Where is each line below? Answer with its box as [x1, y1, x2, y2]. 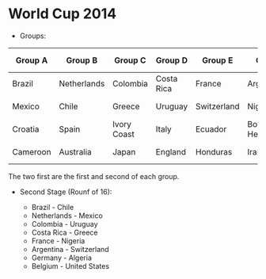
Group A [15, 55, 48, 66]
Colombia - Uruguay [31, 219, 98, 228]
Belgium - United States [31, 261, 109, 270]
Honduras [195, 146, 233, 157]
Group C [114, 55, 146, 66]
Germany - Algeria [31, 253, 93, 262]
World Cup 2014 [8, 5, 117, 23]
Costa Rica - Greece [31, 227, 98, 237]
